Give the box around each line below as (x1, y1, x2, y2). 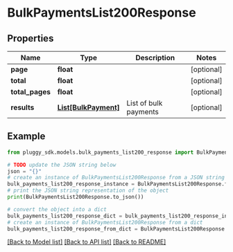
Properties (7, 33, 54, 44)
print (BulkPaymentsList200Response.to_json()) (7, 194, 144, 201)
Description (135, 53, 175, 62)
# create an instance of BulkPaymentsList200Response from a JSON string (7, 174, 225, 181)
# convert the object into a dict (7, 206, 107, 213)
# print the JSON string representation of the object (7, 187, 169, 195)
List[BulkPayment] (57, 102, 120, 112)
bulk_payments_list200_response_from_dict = (7, 225, 138, 233)
